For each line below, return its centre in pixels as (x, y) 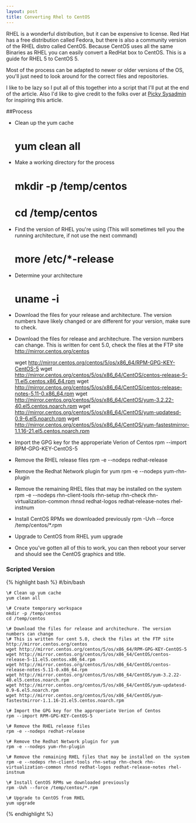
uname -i (37, 299)
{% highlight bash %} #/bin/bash (46, 582)
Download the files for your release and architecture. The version (93, 315)
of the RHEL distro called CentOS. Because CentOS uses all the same (90, 46)
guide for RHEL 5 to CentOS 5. (42, 59)
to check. (26, 327)
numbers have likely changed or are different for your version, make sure (102, 321)
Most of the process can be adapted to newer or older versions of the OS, (95, 70)
